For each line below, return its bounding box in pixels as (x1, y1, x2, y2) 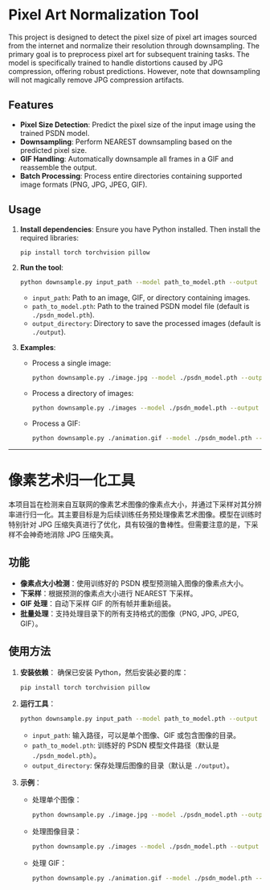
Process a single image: (31, 358, 112, 368)
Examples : (19, 343, 56, 352)
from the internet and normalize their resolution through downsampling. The (8, 40, 260, 50)
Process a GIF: (31, 418, 81, 428)
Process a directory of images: (31, 389, 134, 398)
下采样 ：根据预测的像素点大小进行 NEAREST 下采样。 (19, 588, 198, 598)
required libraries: (19, 233, 79, 242)
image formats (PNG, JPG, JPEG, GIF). (19, 179, 148, 189)
